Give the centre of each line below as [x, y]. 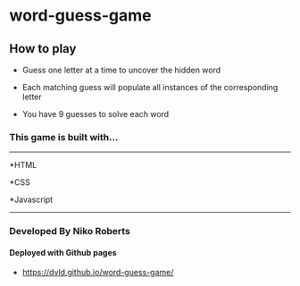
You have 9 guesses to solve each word [96, 114]
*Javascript [31, 200]
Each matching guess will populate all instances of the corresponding [150, 87]
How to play [43, 49]
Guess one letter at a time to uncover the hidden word [121, 70]
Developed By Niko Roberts [70, 231]
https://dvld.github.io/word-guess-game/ [98, 273]
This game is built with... [64, 137]
